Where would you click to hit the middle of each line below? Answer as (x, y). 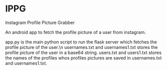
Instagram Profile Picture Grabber (40, 22)
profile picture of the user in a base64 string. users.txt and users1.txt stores (83, 52)
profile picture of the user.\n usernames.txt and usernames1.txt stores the (81, 47)
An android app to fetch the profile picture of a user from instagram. (75, 32)
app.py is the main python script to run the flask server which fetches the (81, 42)
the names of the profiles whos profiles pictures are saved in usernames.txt (83, 57)
